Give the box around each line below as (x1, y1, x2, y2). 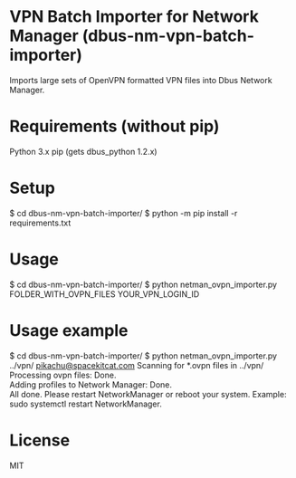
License (9, 430, 71, 450)
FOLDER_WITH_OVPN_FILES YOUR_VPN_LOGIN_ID (9, 288, 200, 300)
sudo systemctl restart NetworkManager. (9, 398, 163, 409)
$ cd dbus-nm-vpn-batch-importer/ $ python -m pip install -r (9, 207, 238, 218)
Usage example (9, 320, 129, 340)
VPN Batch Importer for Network (9, 6, 260, 27)
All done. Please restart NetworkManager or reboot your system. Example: (9, 388, 287, 399)
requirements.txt (9, 217, 72, 228)
